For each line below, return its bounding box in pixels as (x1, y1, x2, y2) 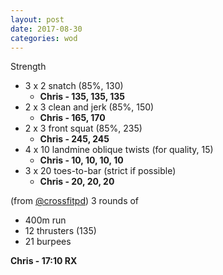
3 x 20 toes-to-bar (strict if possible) (24, 165, 177, 177)
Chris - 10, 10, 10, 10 (39, 154, 124, 166)
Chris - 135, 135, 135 (39, 91, 126, 103)
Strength (10, 61, 47, 73)
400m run (24, 214, 67, 226)
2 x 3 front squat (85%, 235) (24, 122, 143, 135)
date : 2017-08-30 (10, 24, 83, 34)
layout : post (10, 14, 65, 25)
